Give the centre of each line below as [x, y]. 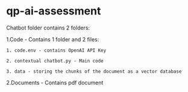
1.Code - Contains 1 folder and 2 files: [53, 39]
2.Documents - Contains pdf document [55, 82]
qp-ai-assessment [54, 11]
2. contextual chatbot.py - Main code [55, 61]
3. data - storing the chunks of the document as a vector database [94, 71]
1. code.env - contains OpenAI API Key [56, 50]
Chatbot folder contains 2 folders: [48, 28]
